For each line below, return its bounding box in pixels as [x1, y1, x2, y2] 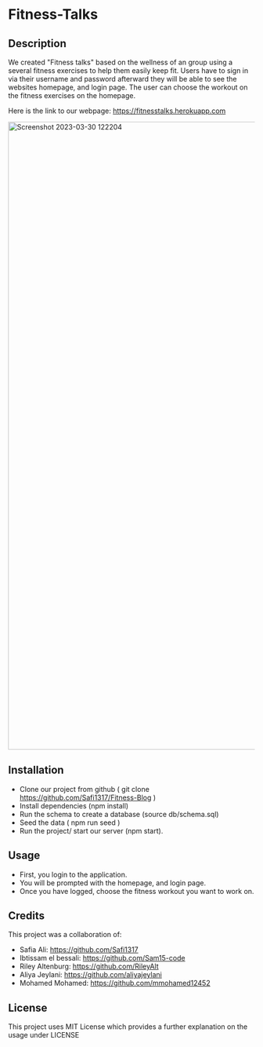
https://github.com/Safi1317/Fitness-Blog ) [19, 793, 157, 802]
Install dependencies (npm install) [19, 801, 129, 810]
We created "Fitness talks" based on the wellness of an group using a [8, 57, 233, 67]
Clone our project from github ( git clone [19, 784, 150, 793]
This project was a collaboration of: [8, 930, 122, 939]
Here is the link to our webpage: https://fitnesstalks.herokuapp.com [8, 106, 226, 115]
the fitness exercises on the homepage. [8, 91, 135, 100]
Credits [8, 909, 45, 923]
